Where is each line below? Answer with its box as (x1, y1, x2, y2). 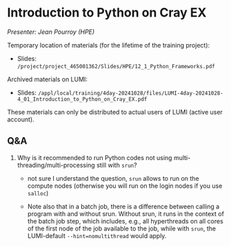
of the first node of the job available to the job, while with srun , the (27, 224, 216, 233)
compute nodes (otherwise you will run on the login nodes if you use (27, 181, 223, 190)
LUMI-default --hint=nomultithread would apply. (27, 231, 167, 239)
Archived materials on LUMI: (7, 75, 88, 83)
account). (7, 115, 34, 123)
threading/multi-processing (17, 161, 95, 169)
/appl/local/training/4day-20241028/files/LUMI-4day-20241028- (37, 90, 224, 97)
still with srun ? (96, 161, 137, 169)
